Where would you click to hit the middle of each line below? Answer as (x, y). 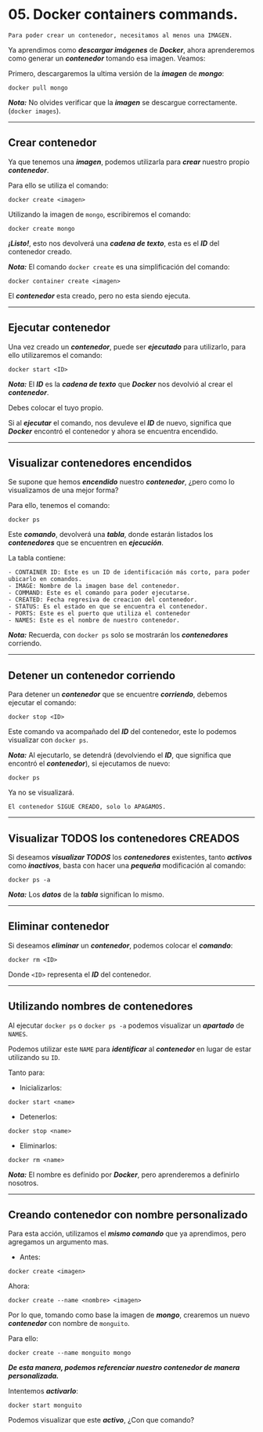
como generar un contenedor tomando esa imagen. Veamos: (107, 58)
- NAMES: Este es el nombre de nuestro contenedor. (94, 621)
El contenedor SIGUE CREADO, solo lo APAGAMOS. (87, 807)
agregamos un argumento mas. (59, 1242)
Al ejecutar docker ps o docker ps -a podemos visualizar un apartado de (126, 1025)
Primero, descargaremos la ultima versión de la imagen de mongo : (116, 73)
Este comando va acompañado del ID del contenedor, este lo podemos (122, 732)
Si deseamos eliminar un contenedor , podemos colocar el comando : (121, 945)
